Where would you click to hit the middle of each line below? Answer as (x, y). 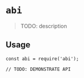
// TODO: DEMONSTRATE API (38, 69)
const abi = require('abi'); (42, 59)
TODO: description (44, 26)
